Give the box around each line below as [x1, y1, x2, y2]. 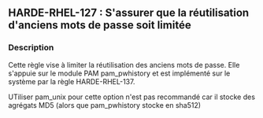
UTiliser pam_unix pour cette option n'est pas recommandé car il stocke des [8, 92, 256, 101]
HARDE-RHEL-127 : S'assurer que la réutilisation [8, 6, 250, 20]
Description [8, 42, 54, 53]
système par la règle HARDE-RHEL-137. [8, 76, 135, 86]
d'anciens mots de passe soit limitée [8, 19, 191, 32]
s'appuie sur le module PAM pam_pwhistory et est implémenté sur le [8, 68, 231, 78]
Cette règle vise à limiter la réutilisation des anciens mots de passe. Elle [8, 60, 240, 69]
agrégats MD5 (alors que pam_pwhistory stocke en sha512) [8, 100, 202, 109]
